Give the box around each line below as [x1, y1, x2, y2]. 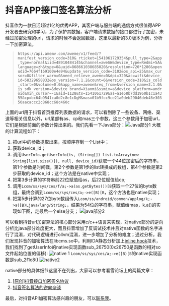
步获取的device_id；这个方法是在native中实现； [12, 170, 112, 176]
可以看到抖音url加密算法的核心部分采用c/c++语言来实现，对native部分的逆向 [5, 219, 163, 225]
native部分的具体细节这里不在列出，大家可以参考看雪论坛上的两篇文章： [5, 267, 154, 273]
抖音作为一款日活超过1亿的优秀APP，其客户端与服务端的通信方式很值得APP [5, 22, 161, 28]
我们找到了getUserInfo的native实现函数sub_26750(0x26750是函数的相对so [5, 244, 161, 250]
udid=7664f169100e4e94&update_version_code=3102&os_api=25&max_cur [17, 69, 162, 74]
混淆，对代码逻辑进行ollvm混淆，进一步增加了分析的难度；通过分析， [14, 231, 157, 237]
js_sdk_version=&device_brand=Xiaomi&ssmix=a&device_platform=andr [17, 86, 162, 91]
